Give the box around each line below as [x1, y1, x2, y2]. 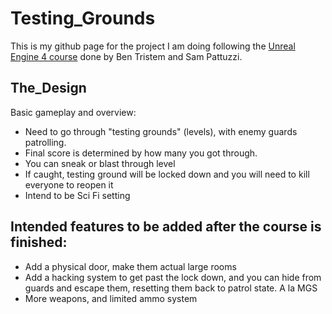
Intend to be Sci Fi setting [24, 189, 131, 201]
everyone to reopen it [24, 178, 114, 191]
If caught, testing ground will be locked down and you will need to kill [24, 168, 310, 180]
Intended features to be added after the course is [10, 218, 322, 236]
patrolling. [24, 136, 67, 148]
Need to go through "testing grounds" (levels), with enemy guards [24, 125, 298, 137]
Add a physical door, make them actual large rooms [24, 260, 237, 272]
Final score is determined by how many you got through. [24, 147, 258, 159]
